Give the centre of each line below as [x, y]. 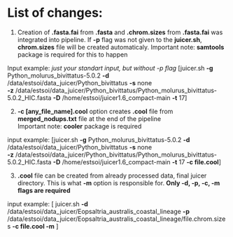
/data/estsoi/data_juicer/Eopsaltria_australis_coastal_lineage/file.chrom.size [116, 219]
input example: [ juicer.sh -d [48, 203]
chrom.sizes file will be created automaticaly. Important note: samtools [121, 47]
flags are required [44, 190]
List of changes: [55, 13]
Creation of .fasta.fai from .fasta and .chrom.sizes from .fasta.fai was [120, 32]
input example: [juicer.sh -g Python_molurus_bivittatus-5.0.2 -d [99, 139]
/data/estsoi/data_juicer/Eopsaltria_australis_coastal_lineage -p [99, 211]
